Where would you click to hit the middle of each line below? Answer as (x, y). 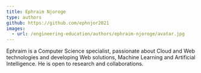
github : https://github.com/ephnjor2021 (58, 23)
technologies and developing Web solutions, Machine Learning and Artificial (101, 57)
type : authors (24, 17)
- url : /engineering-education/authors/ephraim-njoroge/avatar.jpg (98, 34)
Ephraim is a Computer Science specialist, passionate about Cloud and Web (101, 51)
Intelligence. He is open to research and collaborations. (75, 64)
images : (16, 28)
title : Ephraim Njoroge (36, 12)
